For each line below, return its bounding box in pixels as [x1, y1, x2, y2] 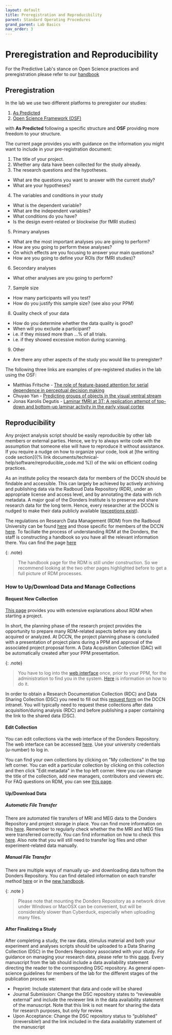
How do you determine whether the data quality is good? [12, 320, 133, 326]
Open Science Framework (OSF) [12, 115, 82, 121]
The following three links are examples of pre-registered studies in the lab [5, 366, 162, 373]
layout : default [5, 7, 40, 13]
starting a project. [5, 613, 43, 619]
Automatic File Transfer [5, 802, 58, 808]
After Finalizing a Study [5, 926, 56, 932]
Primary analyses [12, 228, 50, 234]
